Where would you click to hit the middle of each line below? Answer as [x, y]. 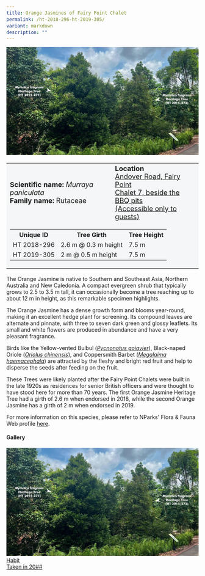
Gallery [16, 437]
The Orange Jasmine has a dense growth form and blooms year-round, [96, 310]
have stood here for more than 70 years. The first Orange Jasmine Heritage [101, 392]
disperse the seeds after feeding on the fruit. [63, 367]
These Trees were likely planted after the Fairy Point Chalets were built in [98, 379]
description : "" [27, 32]
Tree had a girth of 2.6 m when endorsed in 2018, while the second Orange [101, 399]
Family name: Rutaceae [49, 200]
